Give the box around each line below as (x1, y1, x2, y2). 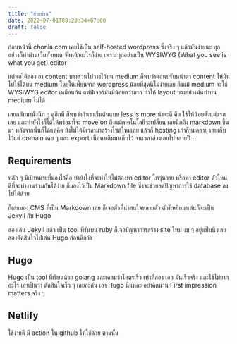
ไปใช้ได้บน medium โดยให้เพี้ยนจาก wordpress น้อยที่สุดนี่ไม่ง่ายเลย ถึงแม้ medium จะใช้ (8, 80, 228, 89)
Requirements (8, 154, 71, 166)
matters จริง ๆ (8, 289, 45, 297)
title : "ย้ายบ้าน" (8, 10, 52, 18)
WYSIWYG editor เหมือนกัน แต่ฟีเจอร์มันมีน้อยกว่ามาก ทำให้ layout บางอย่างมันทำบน (8, 88, 217, 97)
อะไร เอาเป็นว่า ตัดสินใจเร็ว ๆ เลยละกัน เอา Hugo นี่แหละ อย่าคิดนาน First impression (8, 281, 217, 289)
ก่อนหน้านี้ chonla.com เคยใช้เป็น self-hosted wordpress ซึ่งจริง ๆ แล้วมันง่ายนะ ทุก (8, 43, 221, 51)
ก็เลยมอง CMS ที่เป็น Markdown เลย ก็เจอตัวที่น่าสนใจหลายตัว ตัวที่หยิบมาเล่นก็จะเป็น (8, 204, 214, 212)
